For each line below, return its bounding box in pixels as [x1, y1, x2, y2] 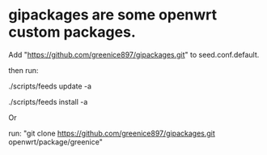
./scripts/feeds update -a [8, 81, 91, 91]
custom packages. [8, 23, 136, 41]
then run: [8, 65, 39, 75]
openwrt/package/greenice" [8, 136, 103, 147]
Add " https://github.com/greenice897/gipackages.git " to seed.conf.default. [8, 50, 260, 59]
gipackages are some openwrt [8, 6, 218, 24]
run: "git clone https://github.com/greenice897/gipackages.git [8, 128, 216, 138]
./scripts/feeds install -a [8, 97, 88, 106]
